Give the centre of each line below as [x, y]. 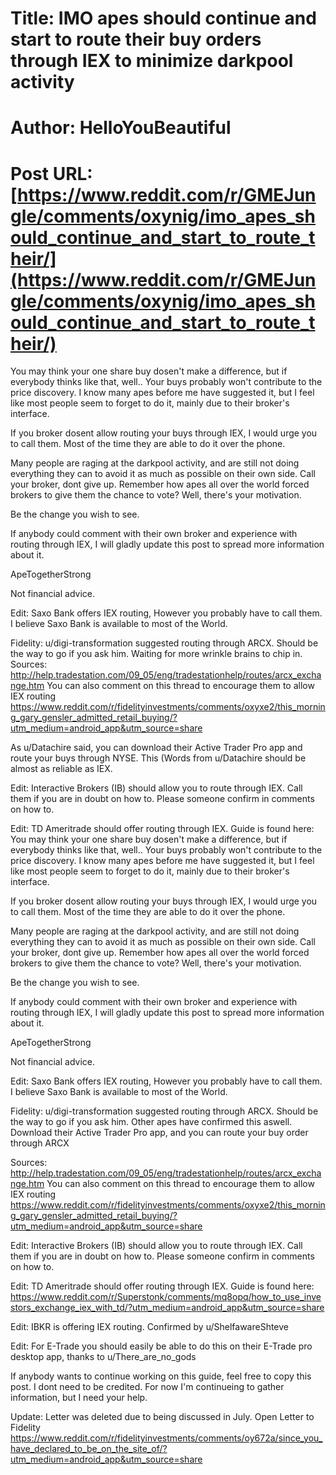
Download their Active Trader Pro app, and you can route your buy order [159, 1133]
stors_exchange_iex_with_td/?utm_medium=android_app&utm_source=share [167, 1308]
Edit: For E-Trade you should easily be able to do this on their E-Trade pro [161, 1346]
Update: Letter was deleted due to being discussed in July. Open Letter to [162, 1417]
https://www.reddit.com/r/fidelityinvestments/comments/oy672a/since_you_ [166, 1438]
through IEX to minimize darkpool [152, 61]
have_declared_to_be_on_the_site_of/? [89, 1449]
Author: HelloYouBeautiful [121, 128]
